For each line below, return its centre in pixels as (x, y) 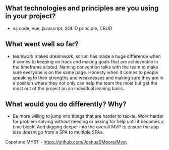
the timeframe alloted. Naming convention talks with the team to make (85, 67)
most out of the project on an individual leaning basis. (68, 88)
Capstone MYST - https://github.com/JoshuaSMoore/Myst (66, 142)
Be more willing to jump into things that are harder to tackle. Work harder (88, 116)
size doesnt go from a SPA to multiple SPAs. (58, 132)
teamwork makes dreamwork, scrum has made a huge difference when (87, 56)
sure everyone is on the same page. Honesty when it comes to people (85, 72)
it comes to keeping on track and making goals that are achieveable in (85, 61)
